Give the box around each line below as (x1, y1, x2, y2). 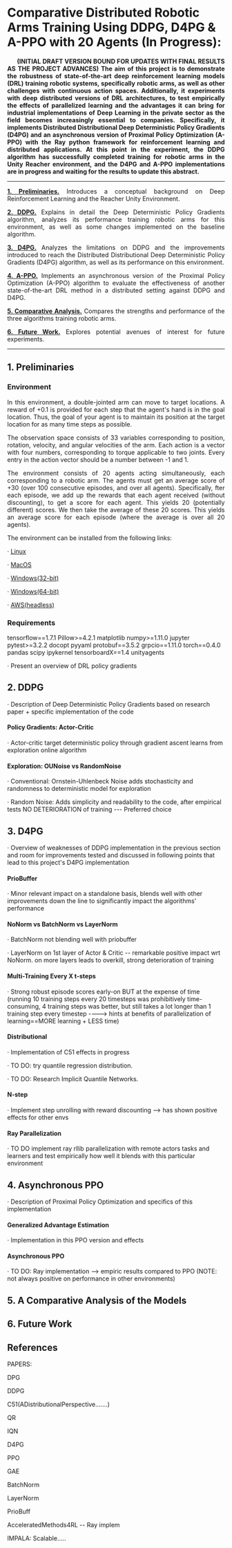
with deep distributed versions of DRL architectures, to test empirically (7, 93, 225, 102)
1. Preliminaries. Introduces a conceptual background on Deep (7, 187, 225, 195)
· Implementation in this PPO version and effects (7, 1236, 144, 1244)
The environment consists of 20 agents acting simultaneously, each (7, 469, 225, 477)
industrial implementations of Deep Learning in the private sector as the (7, 109, 225, 117)
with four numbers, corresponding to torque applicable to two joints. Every (7, 448, 225, 456)
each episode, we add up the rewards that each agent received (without (7, 491, 225, 499)
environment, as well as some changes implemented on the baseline (7, 223, 225, 231)
